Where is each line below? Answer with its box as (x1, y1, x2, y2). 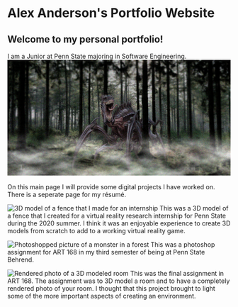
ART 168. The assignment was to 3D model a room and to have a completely (7, 277, 230, 285)
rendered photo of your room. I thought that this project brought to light (7, 284, 216, 293)
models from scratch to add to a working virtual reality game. (7, 227, 186, 235)
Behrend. (7, 255, 34, 264)
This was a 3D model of (159, 204, 229, 213)
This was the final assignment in (130, 269, 225, 278)
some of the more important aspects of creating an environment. (7, 292, 196, 301)
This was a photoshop (150, 240, 215, 249)
